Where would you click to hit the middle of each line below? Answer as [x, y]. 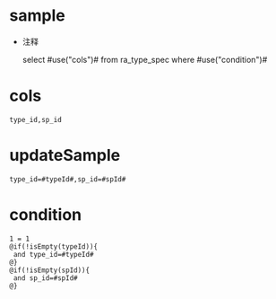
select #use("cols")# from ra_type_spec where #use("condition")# [145, 59]
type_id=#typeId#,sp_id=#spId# [68, 179]
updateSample [65, 156]
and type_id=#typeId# [53, 254]
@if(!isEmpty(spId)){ [50, 270]
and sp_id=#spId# [45, 278]
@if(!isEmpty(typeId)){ [54, 246]
